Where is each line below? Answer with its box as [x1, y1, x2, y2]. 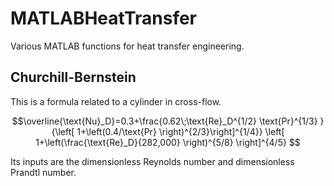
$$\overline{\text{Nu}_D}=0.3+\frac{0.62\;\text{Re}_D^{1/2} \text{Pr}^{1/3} [11, 115, 318, 127]
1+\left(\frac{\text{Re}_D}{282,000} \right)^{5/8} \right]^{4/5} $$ [35, 136, 301, 148]
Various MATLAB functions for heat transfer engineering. [10, 40, 245, 52]
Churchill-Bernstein [10, 69, 137, 86]
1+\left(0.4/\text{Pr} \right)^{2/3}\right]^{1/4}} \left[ [76, 125, 285, 137]
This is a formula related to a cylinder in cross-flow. [10, 95, 222, 107]
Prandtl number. [10, 166, 77, 178]
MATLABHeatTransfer [10, 7, 198, 30]
